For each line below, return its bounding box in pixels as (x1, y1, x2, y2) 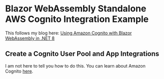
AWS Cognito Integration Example (5, 13, 149, 25)
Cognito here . (5, 68, 33, 74)
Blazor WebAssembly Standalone (5, 3, 147, 14)
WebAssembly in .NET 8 (5, 35, 55, 41)
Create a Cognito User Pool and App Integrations (5, 50, 160, 58)
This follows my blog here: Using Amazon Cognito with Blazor (5, 30, 132, 36)
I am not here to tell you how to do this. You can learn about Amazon (5, 63, 146, 69)
